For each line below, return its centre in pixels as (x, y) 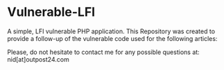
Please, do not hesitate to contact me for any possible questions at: (103, 52)
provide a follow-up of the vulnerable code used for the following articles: (112, 38)
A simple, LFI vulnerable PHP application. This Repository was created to (111, 31)
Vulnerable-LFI (51, 12)
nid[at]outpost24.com (38, 59)
